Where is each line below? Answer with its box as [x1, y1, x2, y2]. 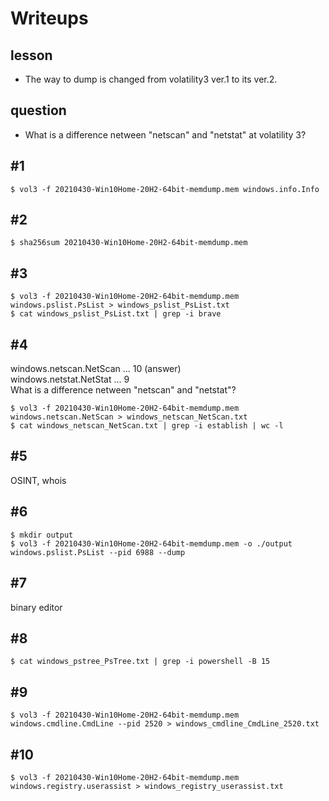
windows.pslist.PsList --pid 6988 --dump [10, 547, 186, 557]
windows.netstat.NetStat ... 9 [10, 373, 130, 386]
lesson [10, 47, 53, 64]
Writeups [10, 7, 89, 30]
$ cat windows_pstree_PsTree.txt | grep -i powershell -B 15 [10, 657, 271, 667]
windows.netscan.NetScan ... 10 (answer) [10, 363, 182, 375]
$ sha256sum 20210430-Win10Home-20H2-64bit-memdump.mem [10, 238, 248, 248]
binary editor [10, 601, 63, 613]
